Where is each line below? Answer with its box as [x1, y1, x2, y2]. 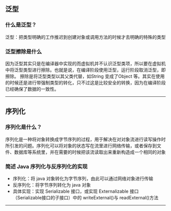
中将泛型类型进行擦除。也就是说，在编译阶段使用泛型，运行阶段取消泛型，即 [5, 67, 166, 73]
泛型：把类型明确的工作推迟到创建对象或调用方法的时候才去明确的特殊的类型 [5, 34, 166, 40]
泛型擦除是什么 [5, 48, 42, 55]
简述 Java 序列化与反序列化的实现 [5, 163, 88, 170]
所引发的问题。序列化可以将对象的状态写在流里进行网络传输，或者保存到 [5, 142, 157, 149]
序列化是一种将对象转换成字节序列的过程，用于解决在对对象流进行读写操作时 [5, 136, 166, 142]
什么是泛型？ [5, 21, 37, 29]
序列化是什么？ [5, 124, 42, 131]
